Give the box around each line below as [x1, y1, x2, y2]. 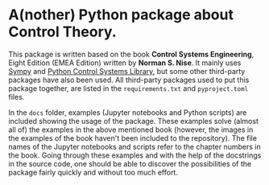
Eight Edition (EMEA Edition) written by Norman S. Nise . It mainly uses [8, 58, 242, 68]
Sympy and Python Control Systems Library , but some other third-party [8, 66, 246, 76]
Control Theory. [8, 23, 117, 41]
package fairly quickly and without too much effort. [8, 167, 179, 177]
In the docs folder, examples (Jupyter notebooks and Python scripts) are [8, 107, 247, 117]
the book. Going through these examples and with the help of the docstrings [8, 150, 262, 160]
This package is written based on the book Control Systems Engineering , [8, 49, 255, 59]
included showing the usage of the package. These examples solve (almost [8, 116, 259, 125]
